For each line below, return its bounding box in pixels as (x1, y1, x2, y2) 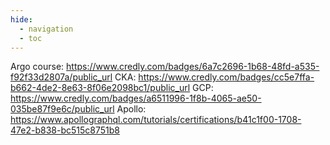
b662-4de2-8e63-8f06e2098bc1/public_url (10, 82, 191, 94)
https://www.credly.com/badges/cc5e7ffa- (138, 71, 315, 83)
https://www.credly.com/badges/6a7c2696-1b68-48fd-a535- (66, 61, 320, 73)
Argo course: (10, 61, 65, 73)
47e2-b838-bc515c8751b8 (10, 124, 120, 136)
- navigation (19, 24, 74, 34)
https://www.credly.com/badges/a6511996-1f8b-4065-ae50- (10, 92, 262, 105)
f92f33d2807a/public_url (10, 71, 113, 83)
